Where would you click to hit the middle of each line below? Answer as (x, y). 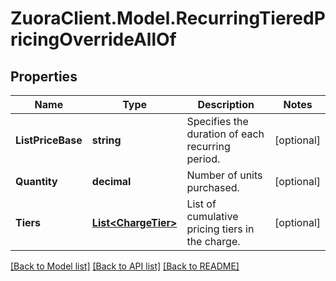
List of (201, 204)
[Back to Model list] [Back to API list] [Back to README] (125, 266)
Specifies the (217, 121)
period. (203, 159)
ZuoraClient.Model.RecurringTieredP (168, 18)
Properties (44, 76)
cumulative (212, 216)
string (106, 140)
